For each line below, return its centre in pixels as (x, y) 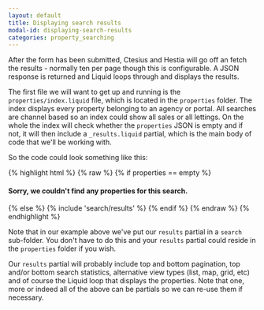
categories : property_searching (61, 37)
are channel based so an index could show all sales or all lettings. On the (126, 117)
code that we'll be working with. (60, 142)
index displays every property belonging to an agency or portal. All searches (132, 109)
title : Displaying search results (65, 23)
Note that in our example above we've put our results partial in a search (125, 232)
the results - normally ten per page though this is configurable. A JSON (124, 69)
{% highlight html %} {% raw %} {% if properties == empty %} (110, 173)
